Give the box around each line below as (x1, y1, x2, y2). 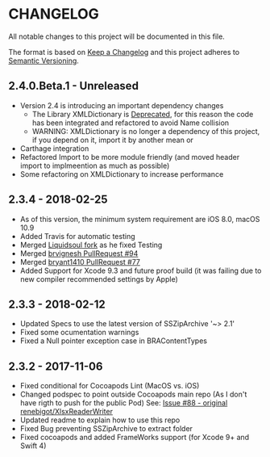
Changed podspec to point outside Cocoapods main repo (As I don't (19, 389, 247, 400)
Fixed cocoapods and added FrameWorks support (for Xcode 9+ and (19, 433, 250, 442)
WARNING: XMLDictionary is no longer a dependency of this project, (31, 126, 260, 136)
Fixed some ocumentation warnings (19, 328, 139, 338)
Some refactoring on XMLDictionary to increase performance (19, 169, 224, 178)
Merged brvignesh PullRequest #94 (19, 248, 139, 258)
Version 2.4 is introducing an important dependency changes (19, 100, 224, 110)
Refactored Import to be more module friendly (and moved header (19, 152, 240, 161)
